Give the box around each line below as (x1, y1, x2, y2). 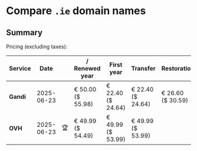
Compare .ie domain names (6, 4, 147, 18)
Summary (6, 28, 43, 38)
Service (9, 65, 31, 72)
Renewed (74, 65, 101, 72)
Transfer (131, 65, 156, 72)
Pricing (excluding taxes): (6, 43, 68, 50)
